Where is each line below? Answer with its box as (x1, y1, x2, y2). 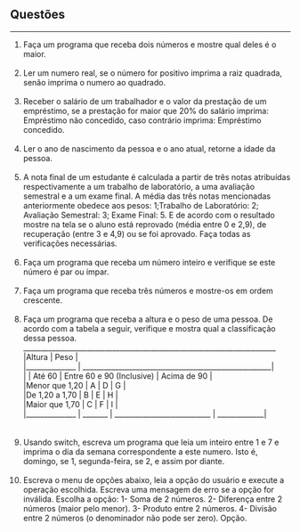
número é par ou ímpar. (22, 266, 109, 277)
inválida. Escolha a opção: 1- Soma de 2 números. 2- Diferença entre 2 (22, 494, 283, 504)
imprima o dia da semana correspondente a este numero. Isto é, (22, 446, 258, 457)
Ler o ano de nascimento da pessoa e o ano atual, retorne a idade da (22, 143, 276, 154)
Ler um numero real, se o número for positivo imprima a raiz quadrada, (22, 67, 283, 78)
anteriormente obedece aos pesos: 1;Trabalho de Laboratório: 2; (22, 200, 259, 210)
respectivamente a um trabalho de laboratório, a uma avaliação (22, 181, 255, 192)
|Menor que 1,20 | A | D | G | (22, 380, 126, 390)
